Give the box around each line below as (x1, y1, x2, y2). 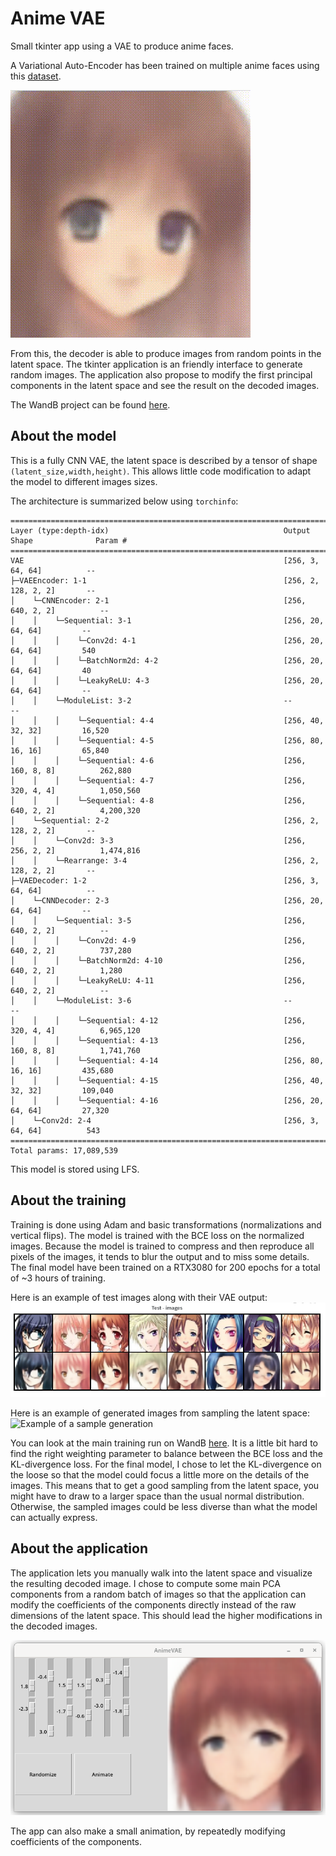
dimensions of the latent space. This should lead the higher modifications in (10, 1609, 323, 1621)
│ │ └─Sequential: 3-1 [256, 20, (10, 615, 325, 626)
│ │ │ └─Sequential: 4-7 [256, (10, 775, 307, 786)
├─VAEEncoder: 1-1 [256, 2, (10, 575, 320, 586)
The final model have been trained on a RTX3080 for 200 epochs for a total (10, 1261, 321, 1273)
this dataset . (10, 70, 62, 82)
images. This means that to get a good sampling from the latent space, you (10, 1480, 320, 1492)
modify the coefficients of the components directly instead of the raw (10, 1598, 297, 1611)
